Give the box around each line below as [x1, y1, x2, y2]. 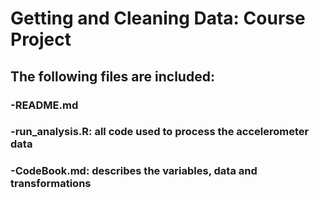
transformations [10, 177, 92, 191]
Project [10, 28, 72, 51]
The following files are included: [10, 68, 215, 85]
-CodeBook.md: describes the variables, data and [10, 164, 258, 178]
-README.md [10, 98, 79, 112]
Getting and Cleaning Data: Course [10, 7, 306, 30]
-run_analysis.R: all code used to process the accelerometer [10, 125, 310, 139]
